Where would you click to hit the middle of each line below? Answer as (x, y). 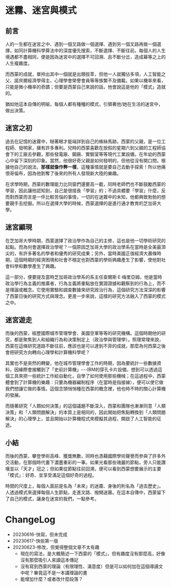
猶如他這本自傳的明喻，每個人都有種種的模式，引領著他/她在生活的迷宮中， (84, 104)
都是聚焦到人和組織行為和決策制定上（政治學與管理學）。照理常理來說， (89, 339)
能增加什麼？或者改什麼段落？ (51, 579)
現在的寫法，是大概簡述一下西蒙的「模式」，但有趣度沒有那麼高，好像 (93, 554)
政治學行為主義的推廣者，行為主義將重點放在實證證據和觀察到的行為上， (81, 283)
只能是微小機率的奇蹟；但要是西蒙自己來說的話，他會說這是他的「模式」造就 (85, 87)
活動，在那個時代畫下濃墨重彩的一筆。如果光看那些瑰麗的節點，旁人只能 (85, 462)
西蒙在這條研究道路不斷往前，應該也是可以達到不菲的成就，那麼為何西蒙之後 (85, 346)
